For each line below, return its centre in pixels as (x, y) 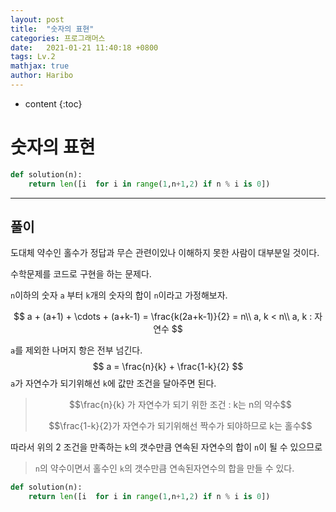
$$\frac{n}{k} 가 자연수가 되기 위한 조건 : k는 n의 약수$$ (180, 405)
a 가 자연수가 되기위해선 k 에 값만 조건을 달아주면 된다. (113, 383)
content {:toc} (53, 103)
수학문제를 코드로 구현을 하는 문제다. (81, 274)
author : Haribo (42, 76)
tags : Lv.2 (33, 57)
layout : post (37, 19)
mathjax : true (40, 66)
